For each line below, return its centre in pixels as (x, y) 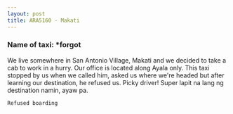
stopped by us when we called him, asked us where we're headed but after (116, 75)
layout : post (26, 14)
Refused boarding (33, 103)
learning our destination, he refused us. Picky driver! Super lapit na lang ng (116, 82)
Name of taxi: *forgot (44, 45)
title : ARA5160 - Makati (44, 20)
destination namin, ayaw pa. (48, 90)
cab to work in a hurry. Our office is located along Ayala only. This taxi (108, 68)
